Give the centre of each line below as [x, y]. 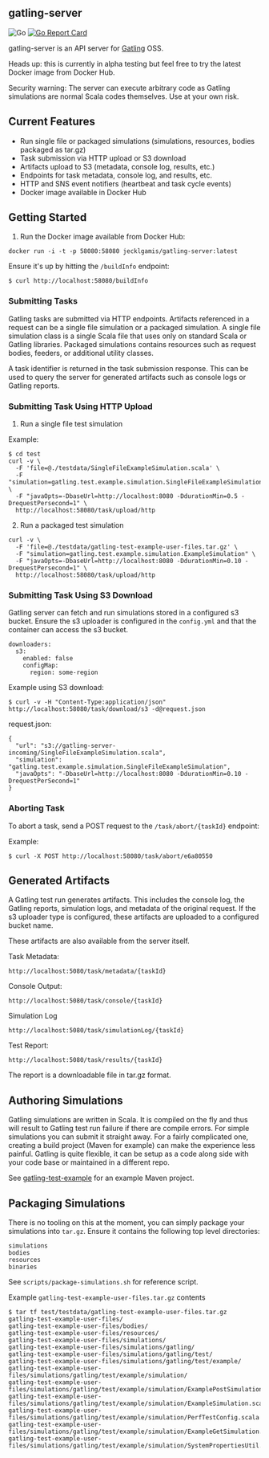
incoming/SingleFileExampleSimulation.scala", [87, 753]
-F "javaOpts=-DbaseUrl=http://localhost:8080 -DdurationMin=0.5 [127, 496]
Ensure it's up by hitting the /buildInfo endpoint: [89, 266]
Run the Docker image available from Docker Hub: [102, 237]
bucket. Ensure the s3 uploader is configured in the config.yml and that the [132, 621]
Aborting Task [37, 808]
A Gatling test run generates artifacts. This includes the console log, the [127, 900]
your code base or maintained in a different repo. [89, 1162]
